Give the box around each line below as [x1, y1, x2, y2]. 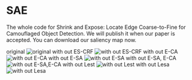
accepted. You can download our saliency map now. [6, 36, 137, 43]
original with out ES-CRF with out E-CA [6, 48, 178, 55]
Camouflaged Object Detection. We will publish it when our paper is [6, 29, 176, 37]
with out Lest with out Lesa [62, 61, 170, 68]
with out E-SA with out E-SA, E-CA [48, 54, 177, 61]
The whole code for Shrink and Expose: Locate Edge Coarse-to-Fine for [6, 23, 186, 31]
